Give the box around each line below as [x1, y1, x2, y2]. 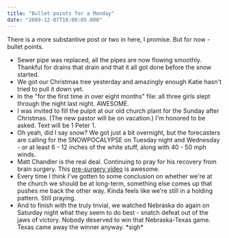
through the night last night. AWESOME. [16, 99, 130, 107]
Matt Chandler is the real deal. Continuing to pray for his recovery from [16, 157, 217, 166]
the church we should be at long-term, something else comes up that [16, 179, 213, 187]
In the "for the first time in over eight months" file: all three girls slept [16, 92, 211, 100]
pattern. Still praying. [16, 194, 77, 202]
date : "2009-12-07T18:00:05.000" [7, 16, 103, 23]
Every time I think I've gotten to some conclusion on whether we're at [16, 172, 213, 180]
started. [16, 70, 40, 79]
